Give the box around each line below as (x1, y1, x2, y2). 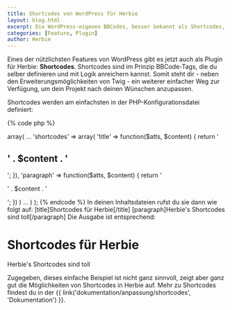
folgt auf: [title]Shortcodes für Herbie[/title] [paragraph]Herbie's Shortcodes (7, 205, 226, 213)
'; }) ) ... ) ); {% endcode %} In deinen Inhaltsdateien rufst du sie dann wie (7, 197, 217, 206)
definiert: (7, 106, 33, 114)
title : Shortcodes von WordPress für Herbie (7, 10, 138, 17)
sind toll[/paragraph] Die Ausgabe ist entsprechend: (7, 213, 156, 221)
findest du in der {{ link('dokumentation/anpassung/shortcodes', (7, 288, 191, 296)
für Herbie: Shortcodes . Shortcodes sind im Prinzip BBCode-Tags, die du (7, 63, 217, 71)
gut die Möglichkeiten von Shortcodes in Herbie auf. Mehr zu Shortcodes (7, 281, 217, 289)
